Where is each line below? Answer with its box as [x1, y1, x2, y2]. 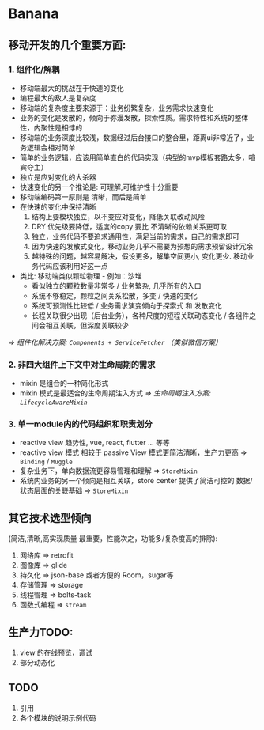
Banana [8, 5, 59, 23]
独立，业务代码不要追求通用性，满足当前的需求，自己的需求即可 [31, 231, 239, 241]
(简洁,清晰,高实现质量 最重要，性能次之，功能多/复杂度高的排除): [8, 534, 218, 543]
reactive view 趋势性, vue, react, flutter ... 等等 [19, 438, 170, 448]
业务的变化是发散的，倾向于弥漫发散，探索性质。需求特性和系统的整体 [19, 112, 249, 123]
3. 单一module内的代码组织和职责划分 [8, 418, 153, 429]
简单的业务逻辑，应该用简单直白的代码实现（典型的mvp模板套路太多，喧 [19, 152, 256, 162]
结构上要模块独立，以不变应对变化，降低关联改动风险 [31, 211, 206, 221]
